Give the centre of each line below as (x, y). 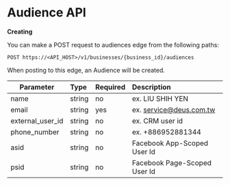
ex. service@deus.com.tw (174, 110)
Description (152, 87)
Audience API (47, 13)
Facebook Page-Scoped (172, 162)
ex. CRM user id (158, 121)
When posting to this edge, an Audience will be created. (86, 70)
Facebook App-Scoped (170, 143)
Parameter (37, 87)
